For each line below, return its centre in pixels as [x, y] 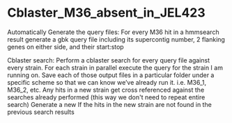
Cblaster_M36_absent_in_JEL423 [106, 13]
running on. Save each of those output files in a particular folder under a [111, 75]
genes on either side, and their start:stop [65, 47]
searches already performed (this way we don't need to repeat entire [106, 97]
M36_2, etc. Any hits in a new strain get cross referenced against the [106, 90]
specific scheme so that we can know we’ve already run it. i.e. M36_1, [107, 82]
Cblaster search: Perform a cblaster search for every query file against [109, 60]
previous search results [41, 112]
